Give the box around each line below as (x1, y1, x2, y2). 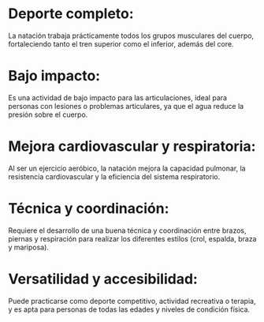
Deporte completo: (8, 5, 134, 23)
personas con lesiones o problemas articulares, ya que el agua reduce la (8, 101, 244, 110)
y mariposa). (8, 242, 50, 252)
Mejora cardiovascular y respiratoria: (8, 137, 256, 155)
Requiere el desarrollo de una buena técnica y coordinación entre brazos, (8, 226, 247, 235)
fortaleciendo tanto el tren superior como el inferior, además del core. (8, 39, 234, 48)
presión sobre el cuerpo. (8, 110, 88, 119)
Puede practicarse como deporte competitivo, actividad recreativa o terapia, (8, 296, 256, 305)
